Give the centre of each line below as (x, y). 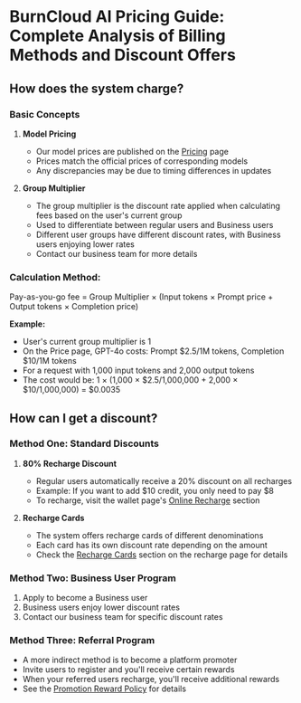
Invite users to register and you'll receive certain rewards (128, 670)
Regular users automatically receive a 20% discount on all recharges (164, 480)
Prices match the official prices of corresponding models (142, 161)
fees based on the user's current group (109, 215)
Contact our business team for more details (117, 253)
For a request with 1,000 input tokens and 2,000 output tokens (138, 370)
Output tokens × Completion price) (74, 307)
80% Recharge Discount (70, 463)
